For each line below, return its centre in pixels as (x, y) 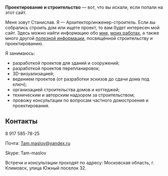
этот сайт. (16, 13)
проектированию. (24, 44)
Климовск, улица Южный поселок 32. (46, 168)
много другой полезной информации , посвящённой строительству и (79, 38)
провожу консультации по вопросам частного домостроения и (80, 100)
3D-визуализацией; (33, 74)
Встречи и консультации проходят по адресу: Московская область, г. (80, 162)
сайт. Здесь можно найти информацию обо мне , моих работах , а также (82, 33)
